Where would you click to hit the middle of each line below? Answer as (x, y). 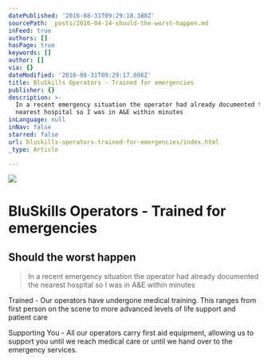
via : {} (21, 68)
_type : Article (33, 149)
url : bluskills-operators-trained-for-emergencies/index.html (114, 142)
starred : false (33, 134)
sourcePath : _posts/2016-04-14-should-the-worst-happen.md (108, 23)
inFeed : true (30, 30)
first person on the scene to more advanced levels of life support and (122, 309)
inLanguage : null (37, 120)
